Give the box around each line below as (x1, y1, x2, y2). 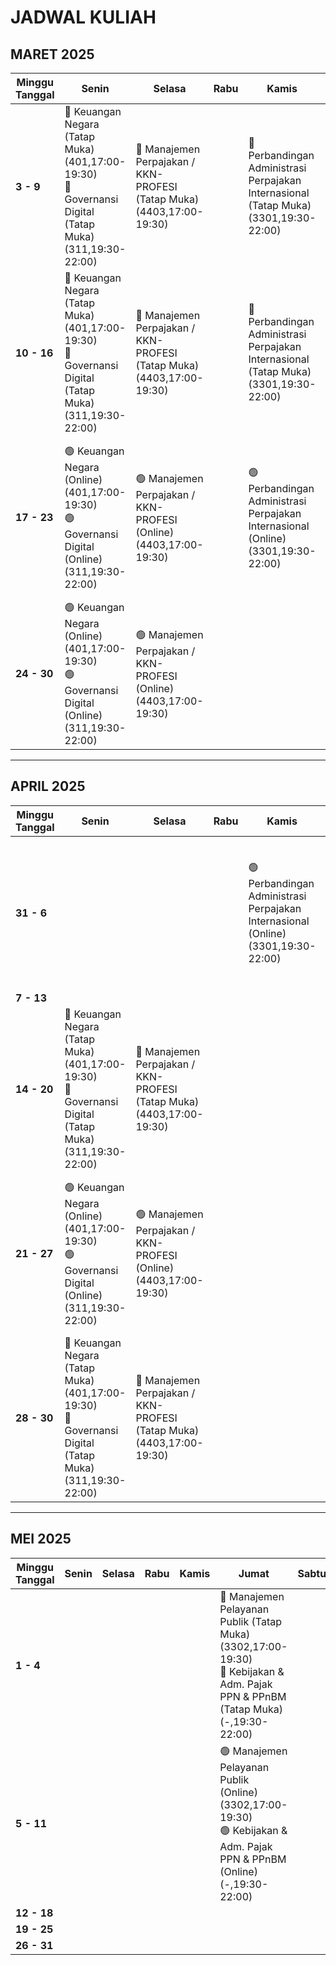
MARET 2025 (10, 46, 95, 63)
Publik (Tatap (219, 1614, 283, 1628)
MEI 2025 (10, 1531, 72, 1548)
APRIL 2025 (10, 778, 86, 795)
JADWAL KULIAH (10, 6, 157, 29)
